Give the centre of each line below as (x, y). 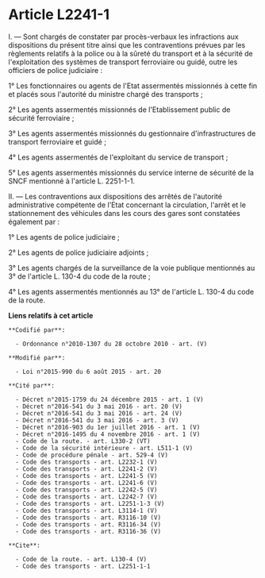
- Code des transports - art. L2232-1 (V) (86, 462)
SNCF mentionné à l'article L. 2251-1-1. (72, 181)
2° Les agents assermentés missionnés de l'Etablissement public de (119, 110)
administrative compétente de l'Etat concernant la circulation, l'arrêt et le (127, 205)
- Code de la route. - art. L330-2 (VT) (83, 441)
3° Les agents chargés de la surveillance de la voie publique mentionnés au (132, 268)
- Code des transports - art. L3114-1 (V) (86, 511)
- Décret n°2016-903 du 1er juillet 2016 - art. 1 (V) (108, 427)
